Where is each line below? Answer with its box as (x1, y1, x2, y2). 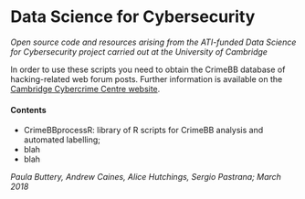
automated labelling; (23, 134, 101, 145)
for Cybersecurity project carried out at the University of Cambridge (10, 46, 268, 57)
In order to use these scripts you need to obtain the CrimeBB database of (10, 64, 286, 75)
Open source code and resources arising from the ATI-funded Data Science (10, 37, 297, 47)
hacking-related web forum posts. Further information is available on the (10, 73, 283, 84)
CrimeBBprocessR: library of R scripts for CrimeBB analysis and (23, 125, 264, 136)
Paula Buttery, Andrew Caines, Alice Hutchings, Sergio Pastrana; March (10, 172, 282, 183)
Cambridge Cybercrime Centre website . (10, 83, 161, 94)
